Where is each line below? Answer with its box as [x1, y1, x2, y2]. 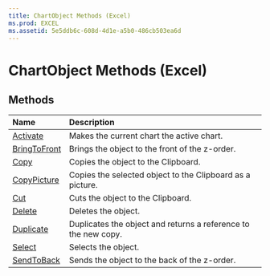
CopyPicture [12, 174, 59, 185]
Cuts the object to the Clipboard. [68, 193, 192, 204]
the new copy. [68, 229, 123, 240]
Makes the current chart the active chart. [68, 130, 223, 141]
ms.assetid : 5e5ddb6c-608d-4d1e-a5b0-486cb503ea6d [8, 26, 182, 34]
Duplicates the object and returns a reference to [68, 218, 251, 229]
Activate [12, 130, 44, 141]
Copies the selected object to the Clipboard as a [68, 169, 251, 181]
